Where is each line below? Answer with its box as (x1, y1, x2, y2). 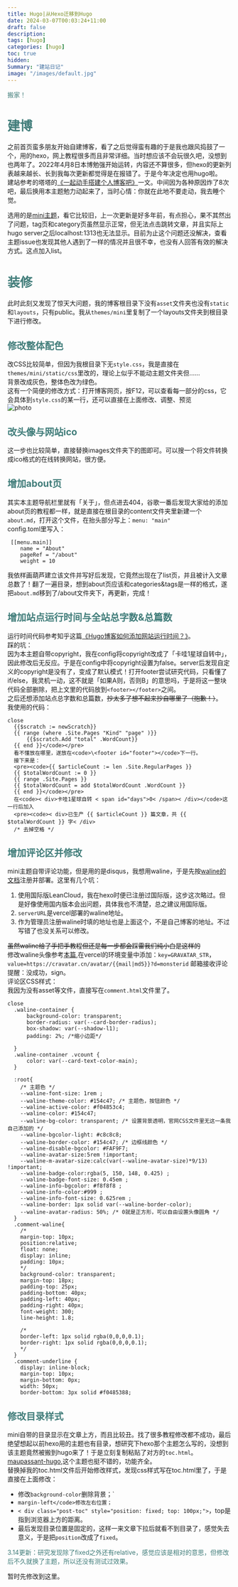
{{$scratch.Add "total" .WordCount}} (26, 735, 139, 743)
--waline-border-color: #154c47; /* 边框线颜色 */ (20, 1139, 168, 1146)
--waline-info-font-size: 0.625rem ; (20, 1195, 132, 1202)
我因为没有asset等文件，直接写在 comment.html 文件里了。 (7, 986, 174, 995)
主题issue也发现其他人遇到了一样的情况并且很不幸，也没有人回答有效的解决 (7, 237, 229, 246)
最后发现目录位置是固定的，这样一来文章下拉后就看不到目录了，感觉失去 (17, 1524, 229, 1533)
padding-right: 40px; (20, 1302, 84, 1309)
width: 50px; (20, 1383, 59, 1390)
